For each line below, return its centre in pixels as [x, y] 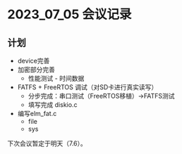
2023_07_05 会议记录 [69, 14]
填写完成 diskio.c [53, 105]
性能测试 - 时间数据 [56, 78]
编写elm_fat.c [37, 114]
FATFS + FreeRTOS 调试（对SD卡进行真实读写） [87, 87]
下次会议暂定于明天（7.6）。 [47, 143]
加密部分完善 [36, 70]
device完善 [34, 61]
